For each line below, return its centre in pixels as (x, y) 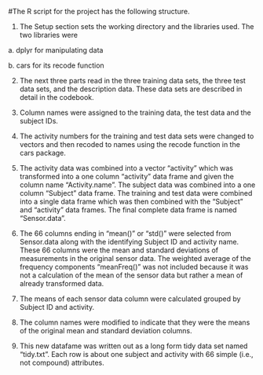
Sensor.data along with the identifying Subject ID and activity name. (129, 242)
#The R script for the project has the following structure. (99, 11)
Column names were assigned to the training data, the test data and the (135, 112)
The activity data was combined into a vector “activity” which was (126, 168)
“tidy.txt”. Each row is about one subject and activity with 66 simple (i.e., (136, 354)
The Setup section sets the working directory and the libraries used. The (137, 26)
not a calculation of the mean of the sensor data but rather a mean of (131, 275)
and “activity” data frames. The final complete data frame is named (128, 210)
